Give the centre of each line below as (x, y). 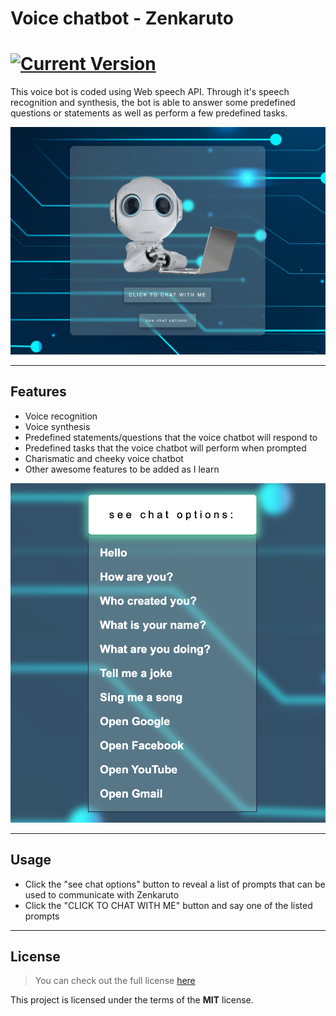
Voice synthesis (57, 426)
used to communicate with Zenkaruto (102, 894)
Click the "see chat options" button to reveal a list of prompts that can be (175, 884)
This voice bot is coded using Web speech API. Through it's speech (150, 92)
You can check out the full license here (115, 981)
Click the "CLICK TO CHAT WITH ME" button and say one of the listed (168, 905)
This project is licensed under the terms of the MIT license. (132, 1000)
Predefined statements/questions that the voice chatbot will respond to (171, 437)
